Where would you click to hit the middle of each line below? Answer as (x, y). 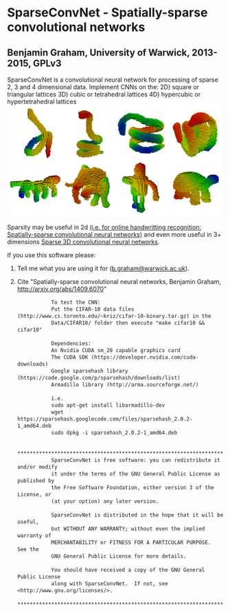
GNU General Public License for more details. (119, 556)
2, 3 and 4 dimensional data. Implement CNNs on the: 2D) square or (103, 87)
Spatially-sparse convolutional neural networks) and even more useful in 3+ (114, 234)
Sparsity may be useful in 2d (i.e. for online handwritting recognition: (104, 227)
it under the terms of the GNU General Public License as (136, 474)
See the (28, 549)
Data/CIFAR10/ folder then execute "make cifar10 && (128, 323)
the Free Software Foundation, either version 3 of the (133, 487)
